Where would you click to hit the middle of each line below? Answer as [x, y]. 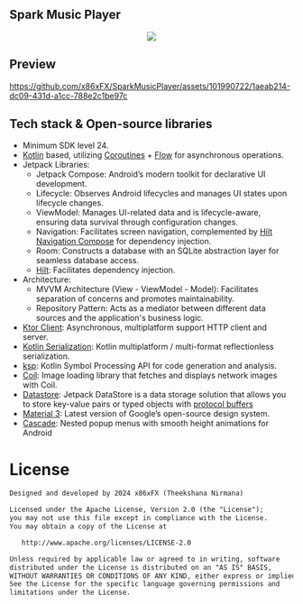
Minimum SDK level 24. [65, 146]
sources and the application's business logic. [120, 318]
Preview [33, 64]
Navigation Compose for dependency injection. [124, 242]
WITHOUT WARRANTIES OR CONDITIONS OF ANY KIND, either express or [137, 576]
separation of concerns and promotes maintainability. [135, 299]
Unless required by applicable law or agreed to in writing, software [145, 559]
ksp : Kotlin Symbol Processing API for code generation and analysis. [149, 366]
